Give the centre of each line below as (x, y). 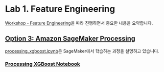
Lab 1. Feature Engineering (60, 9)
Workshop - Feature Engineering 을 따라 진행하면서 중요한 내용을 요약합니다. (79, 23)
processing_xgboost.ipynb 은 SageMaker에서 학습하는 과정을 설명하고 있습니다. (82, 51)
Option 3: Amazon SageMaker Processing (70, 39)
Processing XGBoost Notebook (43, 64)
